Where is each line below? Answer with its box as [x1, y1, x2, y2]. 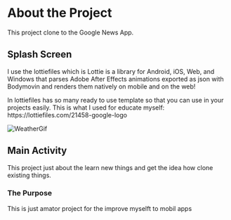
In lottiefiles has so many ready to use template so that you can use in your [7, 96, 224, 104]
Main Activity [7, 145, 67, 157]
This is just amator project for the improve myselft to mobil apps [7, 204, 192, 212]
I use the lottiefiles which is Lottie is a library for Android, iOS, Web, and [7, 67, 215, 75]
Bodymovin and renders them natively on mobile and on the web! [7, 82, 196, 91]
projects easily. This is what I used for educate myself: [7, 103, 165, 112]
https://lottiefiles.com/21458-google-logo [7, 110, 128, 119]
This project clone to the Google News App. [7, 28, 134, 37]
